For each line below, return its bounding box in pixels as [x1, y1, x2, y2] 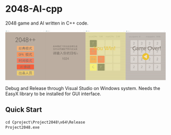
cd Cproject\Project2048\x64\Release [5, 120, 85, 125]
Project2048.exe [5, 125, 40, 130]
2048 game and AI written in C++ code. [5, 20, 89, 26]
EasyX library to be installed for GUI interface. [5, 91, 101, 97]
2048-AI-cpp [5, 3, 63, 15]
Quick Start [5, 105, 42, 114]
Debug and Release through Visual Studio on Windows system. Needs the [5, 85, 160, 92]
